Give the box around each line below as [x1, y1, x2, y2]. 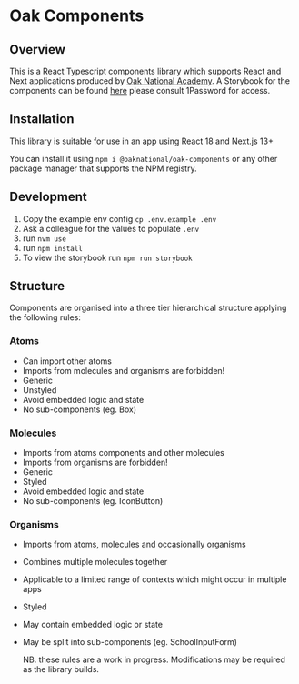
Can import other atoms [22, 356, 112, 367]
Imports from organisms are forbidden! [22, 457, 168, 468]
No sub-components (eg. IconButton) [22, 496, 164, 507]
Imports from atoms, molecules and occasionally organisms [22, 538, 247, 550]
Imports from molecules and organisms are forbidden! [22, 365, 225, 376]
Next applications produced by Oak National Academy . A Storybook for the [9, 75, 291, 86]
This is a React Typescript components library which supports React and [9, 65, 282, 76]
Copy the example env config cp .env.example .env [22, 213, 217, 224]
